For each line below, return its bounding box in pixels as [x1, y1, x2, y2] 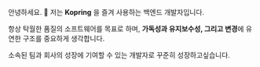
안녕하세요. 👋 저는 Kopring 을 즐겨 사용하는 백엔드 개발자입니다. [8, 8, 205, 16]
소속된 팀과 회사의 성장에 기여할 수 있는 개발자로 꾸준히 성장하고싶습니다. [8, 51, 230, 59]
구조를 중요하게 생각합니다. [22, 34, 105, 43]
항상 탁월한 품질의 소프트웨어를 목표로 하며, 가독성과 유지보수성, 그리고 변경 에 [8, 24, 244, 33]
